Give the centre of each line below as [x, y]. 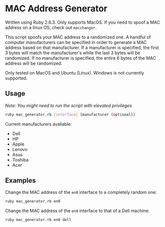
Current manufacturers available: [39, 124]
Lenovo [20, 149]
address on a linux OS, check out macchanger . [51, 27]
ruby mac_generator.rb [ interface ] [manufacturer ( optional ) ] [70, 114]
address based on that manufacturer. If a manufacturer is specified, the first [82, 47]
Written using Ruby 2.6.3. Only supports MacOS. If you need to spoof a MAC [82, 22]
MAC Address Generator [56, 9]
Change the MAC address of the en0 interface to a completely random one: [81, 192]
